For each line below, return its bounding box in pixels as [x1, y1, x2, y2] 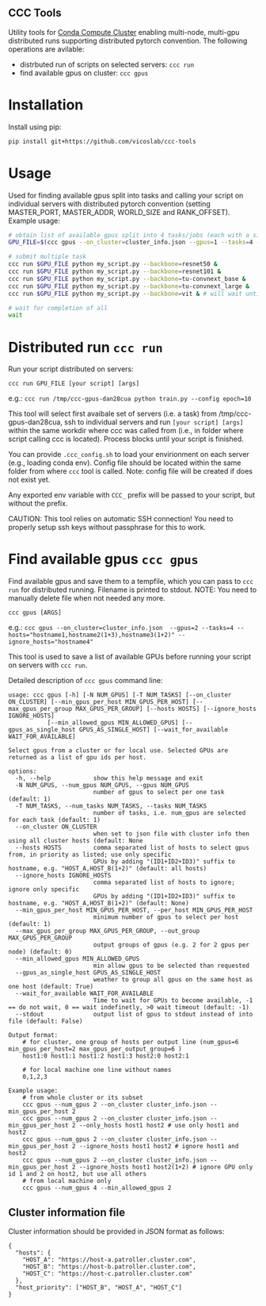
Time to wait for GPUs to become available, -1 [93, 997, 253, 1004]
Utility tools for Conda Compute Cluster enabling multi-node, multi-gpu [8, 27, 240, 36]
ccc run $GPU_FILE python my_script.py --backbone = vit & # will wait [8, 290, 243, 298]
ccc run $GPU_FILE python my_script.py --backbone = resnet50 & [8, 260, 218, 268]
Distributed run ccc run [8, 338, 164, 356]
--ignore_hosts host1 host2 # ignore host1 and [78, 1143, 239, 1150]
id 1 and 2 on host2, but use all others [8, 1170, 147, 1178]
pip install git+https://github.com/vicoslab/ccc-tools [8, 137, 196, 145]
